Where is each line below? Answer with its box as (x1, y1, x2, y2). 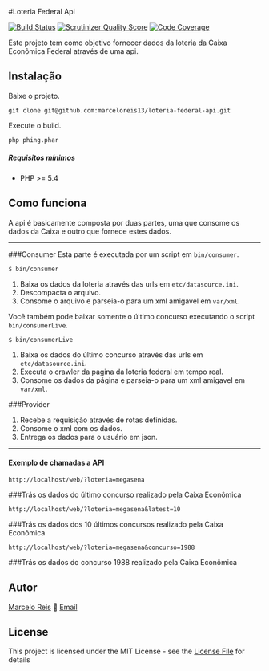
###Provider (8, 399, 50, 409)
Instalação (8, 70, 62, 83)
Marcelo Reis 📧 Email (8, 602, 78, 612)
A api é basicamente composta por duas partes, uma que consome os (8, 218, 240, 227)
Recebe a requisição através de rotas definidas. (19, 415, 178, 425)
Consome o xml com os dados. (19, 423, 122, 433)
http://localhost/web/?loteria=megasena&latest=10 (8, 505, 181, 513)
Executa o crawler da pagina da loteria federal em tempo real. (19, 367, 224, 376)
